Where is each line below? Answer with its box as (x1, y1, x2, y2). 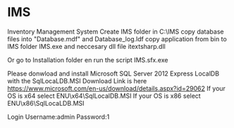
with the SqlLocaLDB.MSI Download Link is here (7, 76, 147, 85)
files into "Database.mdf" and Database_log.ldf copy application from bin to (7, 34, 227, 43)
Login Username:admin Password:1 (7, 113, 110, 121)
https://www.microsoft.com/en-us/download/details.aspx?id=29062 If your (7, 84, 226, 92)
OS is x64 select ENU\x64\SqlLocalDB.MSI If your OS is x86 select (7, 92, 201, 100)
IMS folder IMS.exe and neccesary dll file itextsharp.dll (7, 42, 166, 50)
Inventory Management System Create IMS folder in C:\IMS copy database (7, 27, 224, 36)
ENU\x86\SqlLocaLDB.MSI (7, 99, 85, 107)
